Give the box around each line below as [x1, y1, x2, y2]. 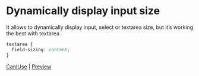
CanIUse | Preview [6, 63, 52, 70]
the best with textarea [6, 29, 60, 37]
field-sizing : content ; [11, 47, 70, 52]
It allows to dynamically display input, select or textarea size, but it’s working [6, 24, 194, 31]
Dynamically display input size [6, 4, 160, 18]
